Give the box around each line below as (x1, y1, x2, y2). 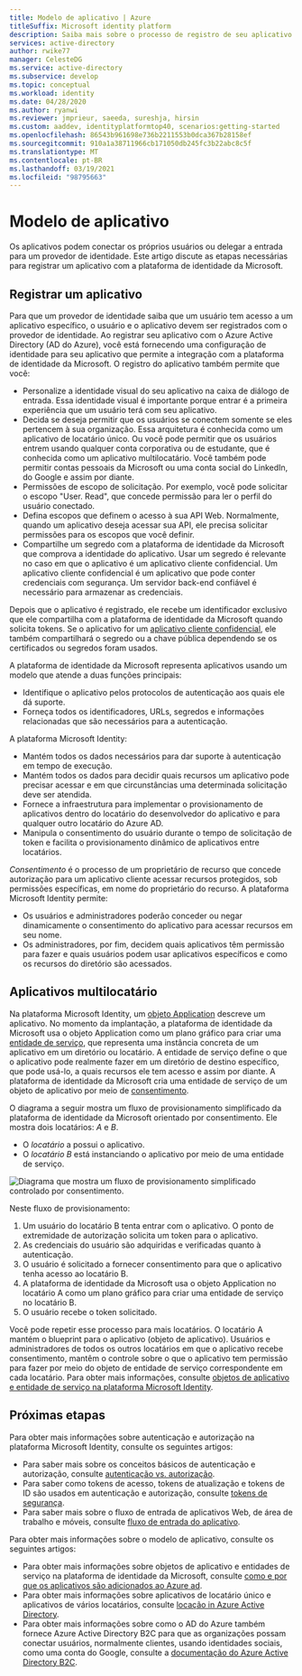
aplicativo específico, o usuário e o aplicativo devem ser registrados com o (9, 320, 288, 330)
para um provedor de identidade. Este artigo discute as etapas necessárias (9, 251, 288, 262)
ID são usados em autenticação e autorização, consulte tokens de (22, 1487, 268, 1498)
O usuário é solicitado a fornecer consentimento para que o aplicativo (22, 1258, 282, 1269)
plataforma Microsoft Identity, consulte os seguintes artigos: (9, 1441, 233, 1452)
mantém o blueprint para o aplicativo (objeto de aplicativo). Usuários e (9, 1333, 270, 1344)
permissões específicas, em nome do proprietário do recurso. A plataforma (9, 883, 289, 894)
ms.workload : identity (9, 88, 95, 97)
